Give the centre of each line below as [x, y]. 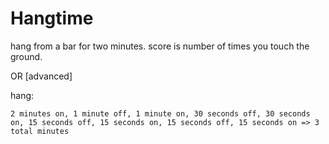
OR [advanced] [41, 76]
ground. [26, 56]
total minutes [40, 131]
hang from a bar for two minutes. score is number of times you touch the [160, 46]
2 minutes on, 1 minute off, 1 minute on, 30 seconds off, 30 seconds [160, 113]
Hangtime [52, 18]
